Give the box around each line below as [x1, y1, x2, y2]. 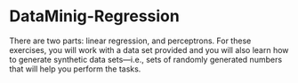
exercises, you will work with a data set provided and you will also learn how [9, 44, 289, 55]
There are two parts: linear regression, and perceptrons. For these [9, 35, 252, 46]
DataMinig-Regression [9, 6, 180, 26]
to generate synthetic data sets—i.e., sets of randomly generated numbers [9, 54, 283, 64]
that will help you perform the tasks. [9, 64, 141, 74]
